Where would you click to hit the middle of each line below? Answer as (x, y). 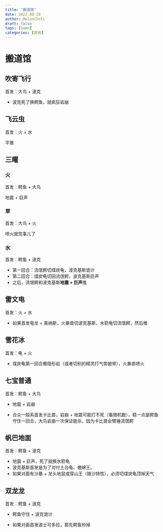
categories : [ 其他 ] (24, 33)
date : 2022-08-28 (23, 14)
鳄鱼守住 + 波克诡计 (32, 514)
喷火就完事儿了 (20, 234)
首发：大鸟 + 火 (21, 223)
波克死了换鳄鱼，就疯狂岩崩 (41, 102)
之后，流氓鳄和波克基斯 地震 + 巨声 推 (49, 283)
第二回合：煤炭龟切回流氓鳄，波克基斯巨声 (56, 276)
